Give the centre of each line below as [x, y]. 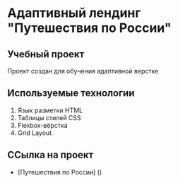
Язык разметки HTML [50, 110]
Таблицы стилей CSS [49, 117]
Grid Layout [34, 133]
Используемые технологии [71, 93]
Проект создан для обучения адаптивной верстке [83, 71]
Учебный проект [46, 54]
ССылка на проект [51, 155]
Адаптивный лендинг [74, 13]
